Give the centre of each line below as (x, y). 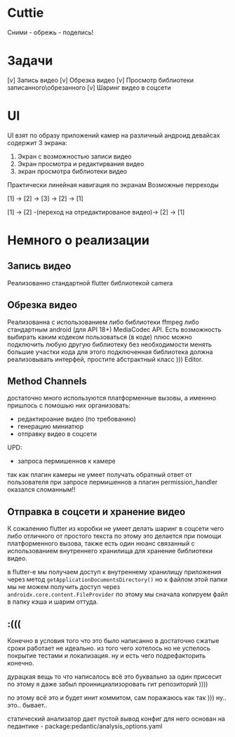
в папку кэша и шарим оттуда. (53, 602)
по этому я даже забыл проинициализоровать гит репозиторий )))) (108, 684)
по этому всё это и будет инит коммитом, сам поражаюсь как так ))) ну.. (117, 698)
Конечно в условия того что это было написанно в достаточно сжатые (113, 641)
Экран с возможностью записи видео (74, 156)
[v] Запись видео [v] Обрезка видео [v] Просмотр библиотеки (101, 80)
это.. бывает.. (27, 705)
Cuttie (26, 13)
